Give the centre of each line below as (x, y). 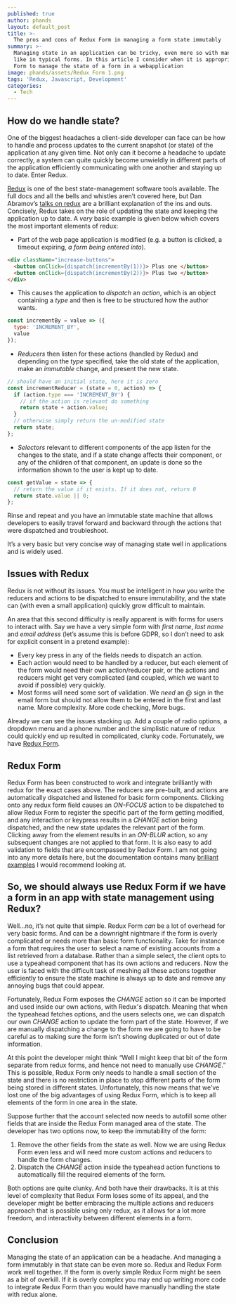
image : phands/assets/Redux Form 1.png (66, 72)
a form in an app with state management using (111, 898)
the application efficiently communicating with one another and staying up (115, 167)
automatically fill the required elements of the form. (92, 1174)
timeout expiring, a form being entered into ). (81, 247)
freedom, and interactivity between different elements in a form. (100, 1218)
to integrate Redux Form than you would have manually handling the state (114, 1286)
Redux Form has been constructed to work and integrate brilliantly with (110, 782)
